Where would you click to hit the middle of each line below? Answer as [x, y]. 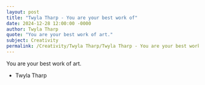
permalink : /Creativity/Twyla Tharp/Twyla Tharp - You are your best [97, 46]
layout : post [23, 12]
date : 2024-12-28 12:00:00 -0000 [49, 23]
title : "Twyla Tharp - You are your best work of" [72, 18]
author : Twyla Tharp [33, 29]
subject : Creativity [33, 40]
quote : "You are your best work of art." [60, 35]
